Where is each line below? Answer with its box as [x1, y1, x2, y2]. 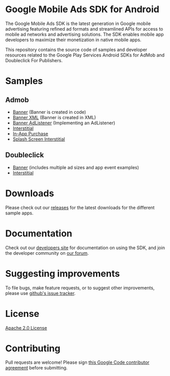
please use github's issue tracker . [5, 290, 76, 296]
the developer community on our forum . [5, 250, 89, 256]
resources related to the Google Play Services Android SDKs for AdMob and [5, 52, 165, 58]
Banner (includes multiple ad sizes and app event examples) [12, 164, 139, 170]
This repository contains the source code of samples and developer [5, 46, 148, 52]
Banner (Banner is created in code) [12, 109, 87, 115]
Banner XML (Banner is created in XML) [12, 114, 96, 120]
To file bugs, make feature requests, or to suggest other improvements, [5, 284, 155, 291]
